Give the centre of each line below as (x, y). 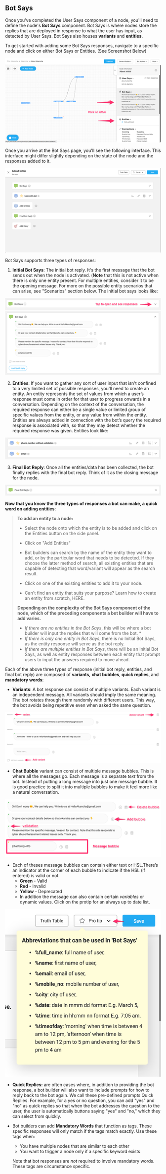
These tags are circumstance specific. (51, 1167)
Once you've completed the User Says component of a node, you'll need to (82, 20)
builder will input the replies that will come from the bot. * (83, 633)
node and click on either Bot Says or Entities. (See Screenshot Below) (76, 51)
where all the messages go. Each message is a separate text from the (83, 776)
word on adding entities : (30, 509)
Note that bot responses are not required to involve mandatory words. (83, 1161)
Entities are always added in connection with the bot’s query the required (86, 420)
